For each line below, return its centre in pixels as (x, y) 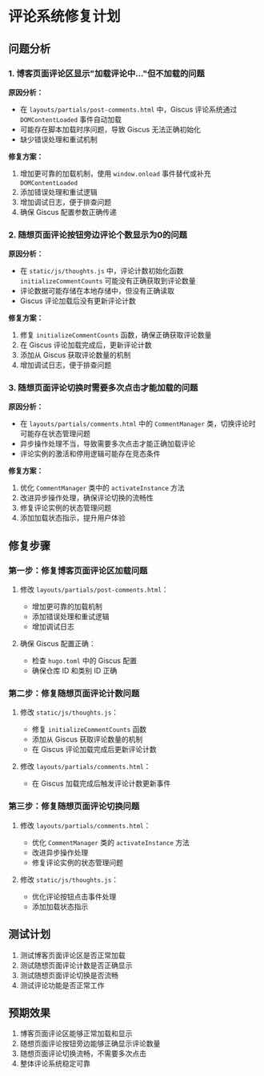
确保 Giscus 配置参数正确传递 (68, 212)
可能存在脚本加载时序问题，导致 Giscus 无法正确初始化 (110, 129)
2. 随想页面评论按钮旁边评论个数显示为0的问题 (98, 235)
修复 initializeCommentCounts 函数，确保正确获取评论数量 (116, 335)
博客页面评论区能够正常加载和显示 (76, 1034)
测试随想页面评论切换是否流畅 (69, 975)
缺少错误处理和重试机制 (58, 139)
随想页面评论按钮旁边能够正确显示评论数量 (90, 1044)
